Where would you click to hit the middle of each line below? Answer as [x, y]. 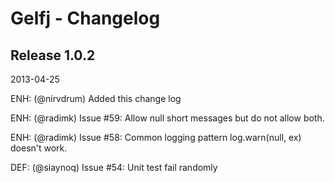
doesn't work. [39, 148]
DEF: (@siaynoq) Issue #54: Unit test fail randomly [114, 167]
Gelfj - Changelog [85, 18]
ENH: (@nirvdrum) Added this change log [96, 98]
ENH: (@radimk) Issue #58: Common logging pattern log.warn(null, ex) [156, 137]
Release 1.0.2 [53, 55]
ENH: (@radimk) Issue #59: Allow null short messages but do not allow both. [167, 118]
